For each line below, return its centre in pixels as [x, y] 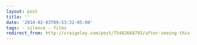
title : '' [18, 17]
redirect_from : [25, 33]
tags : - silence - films [36, 28]
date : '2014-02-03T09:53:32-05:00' [50, 22]
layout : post [22, 11]
